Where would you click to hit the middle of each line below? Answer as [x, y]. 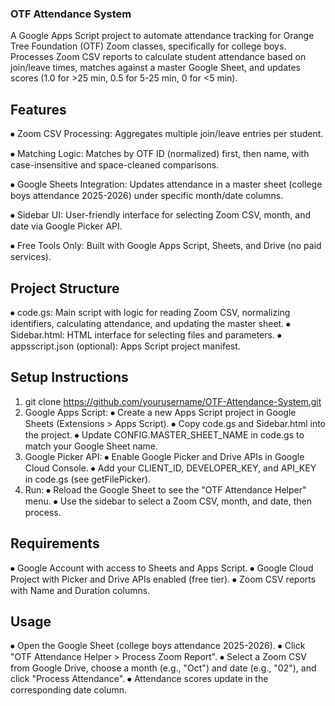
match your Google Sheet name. [91, 446]
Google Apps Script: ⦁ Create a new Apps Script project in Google [160, 412]
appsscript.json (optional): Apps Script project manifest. [125, 346]
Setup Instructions [69, 377]
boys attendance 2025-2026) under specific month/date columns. [147, 196]
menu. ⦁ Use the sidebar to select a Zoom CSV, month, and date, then [168, 501]
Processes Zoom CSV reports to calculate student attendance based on [158, 57]
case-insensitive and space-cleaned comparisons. [115, 165]
